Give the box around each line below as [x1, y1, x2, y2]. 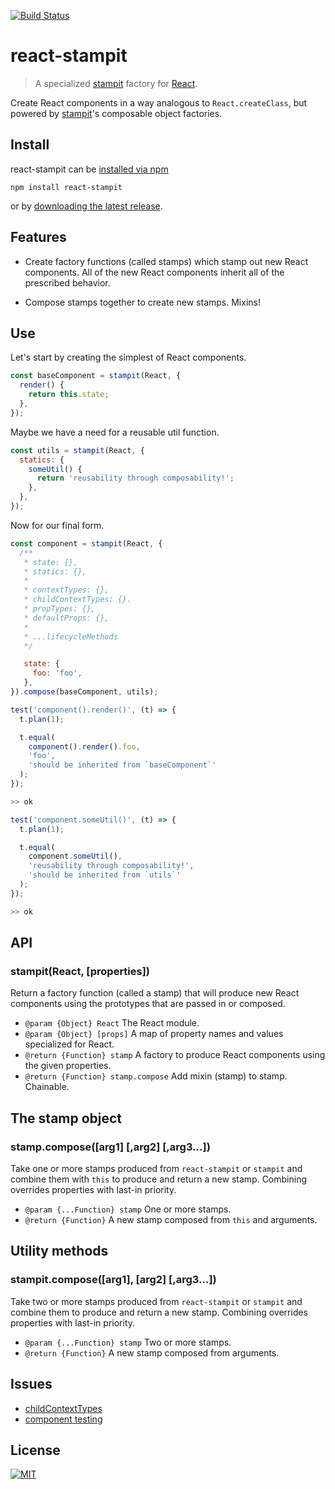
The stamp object [10, 1110, 123, 1127]
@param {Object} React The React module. [24, 1017, 200, 1029]
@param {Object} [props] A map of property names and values [24, 1028, 284, 1040]
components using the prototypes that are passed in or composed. [10, 998, 286, 1010]
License [10, 1441, 61, 1459]
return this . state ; [28, 390, 110, 400]
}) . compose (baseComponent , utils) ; [10, 687, 159, 697]
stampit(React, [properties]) [10, 964, 151, 978]
